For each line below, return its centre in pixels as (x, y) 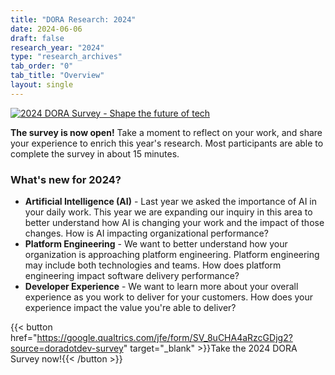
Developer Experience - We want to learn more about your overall (161, 287)
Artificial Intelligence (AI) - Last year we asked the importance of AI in (171, 202)
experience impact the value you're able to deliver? (130, 308)
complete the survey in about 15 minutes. (95, 153)
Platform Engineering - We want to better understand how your (156, 244)
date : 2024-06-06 (46, 29)
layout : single (42, 85)
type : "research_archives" (66, 57)
